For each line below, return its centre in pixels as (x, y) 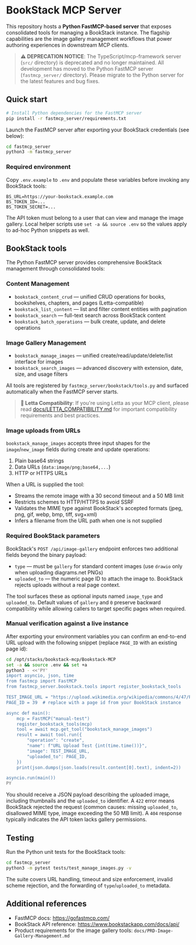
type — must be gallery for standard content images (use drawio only (98, 566)
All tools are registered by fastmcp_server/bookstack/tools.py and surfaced (97, 385)
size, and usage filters (41, 374)
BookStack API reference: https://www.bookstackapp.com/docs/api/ (97, 924)
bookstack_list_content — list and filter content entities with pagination (101, 309)
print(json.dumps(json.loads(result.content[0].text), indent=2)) (99, 767)
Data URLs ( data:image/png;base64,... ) (62, 467)
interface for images (39, 361)
